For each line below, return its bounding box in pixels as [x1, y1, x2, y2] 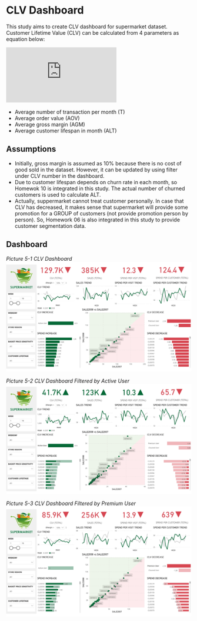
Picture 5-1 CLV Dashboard [6, 255, 72, 262]
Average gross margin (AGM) [14, 121, 85, 128]
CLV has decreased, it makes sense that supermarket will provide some [14, 204, 188, 211]
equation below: [6, 35, 45, 42]
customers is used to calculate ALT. [14, 191, 101, 198]
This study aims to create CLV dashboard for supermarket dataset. [6, 23, 168, 30]
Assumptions [6, 144, 56, 154]
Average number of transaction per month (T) [14, 108, 125, 115]
